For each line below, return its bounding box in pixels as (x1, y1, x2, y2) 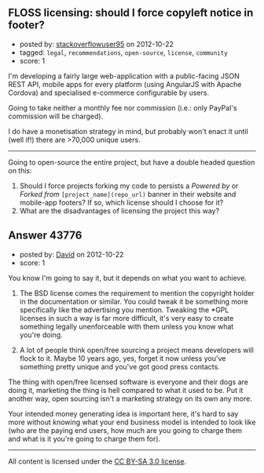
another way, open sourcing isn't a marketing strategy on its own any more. (8, 394, 253, 403)
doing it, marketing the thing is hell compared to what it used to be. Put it (8, 385, 244, 395)
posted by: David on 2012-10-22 (19, 249, 124, 259)
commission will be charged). (8, 111, 104, 121)
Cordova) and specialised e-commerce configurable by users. (8, 88, 210, 97)
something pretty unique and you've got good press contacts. (19, 362, 220, 371)
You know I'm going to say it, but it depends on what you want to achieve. (8, 273, 247, 282)
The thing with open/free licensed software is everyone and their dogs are (8, 377, 249, 387)
